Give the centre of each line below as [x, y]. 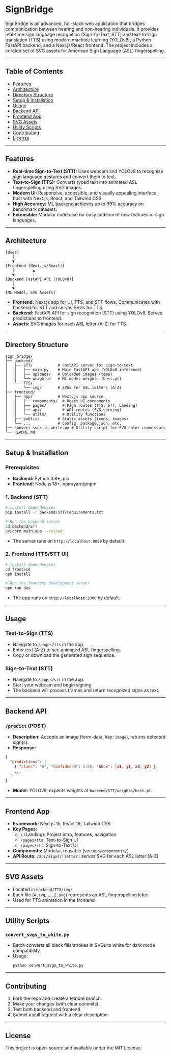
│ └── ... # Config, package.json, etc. [64, 424]
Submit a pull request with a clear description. [61, 1015]
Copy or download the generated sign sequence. [64, 655]
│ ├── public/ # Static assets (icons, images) [67, 419]
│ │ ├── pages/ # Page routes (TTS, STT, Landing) [72, 406]
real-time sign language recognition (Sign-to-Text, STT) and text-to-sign [81, 34]
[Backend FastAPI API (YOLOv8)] [39, 279]
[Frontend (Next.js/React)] [35, 266]
